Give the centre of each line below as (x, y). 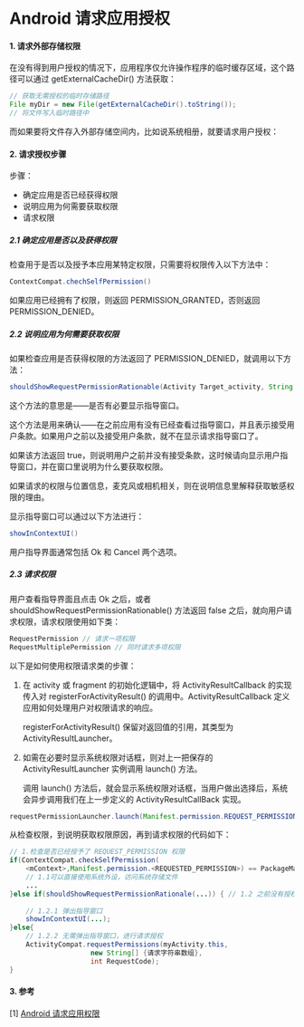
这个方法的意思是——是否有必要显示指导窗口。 (96, 405)
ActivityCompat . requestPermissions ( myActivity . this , (127, 945)
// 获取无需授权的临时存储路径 (60, 96)
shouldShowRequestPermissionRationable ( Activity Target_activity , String (152, 387)
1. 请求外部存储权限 (45, 45)
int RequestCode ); (125, 961)
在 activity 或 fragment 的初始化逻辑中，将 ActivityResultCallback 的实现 (157, 685)
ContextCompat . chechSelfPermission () (81, 282)
